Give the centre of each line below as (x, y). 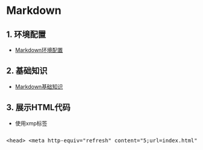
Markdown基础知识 (39, 86)
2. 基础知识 (27, 71)
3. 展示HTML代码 (38, 107)
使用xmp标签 (31, 123)
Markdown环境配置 (39, 50)
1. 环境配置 (26, 34)
